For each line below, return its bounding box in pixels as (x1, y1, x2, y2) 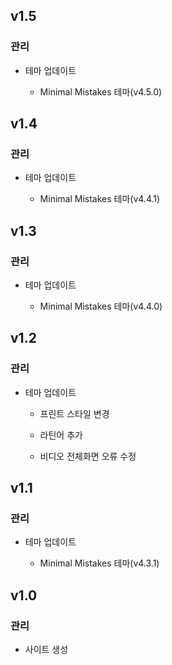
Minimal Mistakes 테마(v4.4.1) (39, 193, 161, 205)
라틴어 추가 (39, 429, 83, 441)
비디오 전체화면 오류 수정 (39, 450, 137, 462)
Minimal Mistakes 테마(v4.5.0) (39, 85, 163, 98)
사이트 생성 (24, 644, 69, 656)
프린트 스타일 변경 (39, 407, 110, 419)
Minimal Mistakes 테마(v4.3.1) (39, 557, 160, 569)
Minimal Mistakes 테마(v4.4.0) (39, 300, 163, 313)
